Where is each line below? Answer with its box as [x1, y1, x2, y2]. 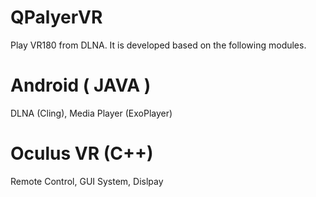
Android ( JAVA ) [10, 74, 152, 97]
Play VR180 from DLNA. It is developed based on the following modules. [10, 39, 307, 51]
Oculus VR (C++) [10, 142, 154, 165]
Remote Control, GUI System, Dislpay [10, 175, 164, 187]
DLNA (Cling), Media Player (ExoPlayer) [10, 107, 173, 119]
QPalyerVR [10, 6, 103, 29]
